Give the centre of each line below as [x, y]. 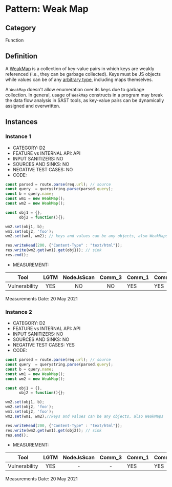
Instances [21, 122]
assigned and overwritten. [33, 106]
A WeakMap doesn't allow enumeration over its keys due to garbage [75, 89]
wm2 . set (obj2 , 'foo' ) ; [29, 407]
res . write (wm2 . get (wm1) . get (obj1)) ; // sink [53, 250]
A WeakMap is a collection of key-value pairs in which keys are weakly [80, 68]
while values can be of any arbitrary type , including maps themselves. [79, 79]
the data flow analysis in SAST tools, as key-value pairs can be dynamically [85, 100]
